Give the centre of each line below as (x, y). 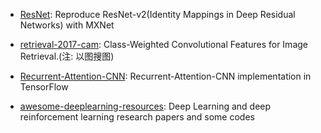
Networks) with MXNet (67, 25)
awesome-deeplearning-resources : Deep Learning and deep (145, 106)
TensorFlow (44, 87)
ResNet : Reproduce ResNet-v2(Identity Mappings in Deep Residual (157, 14)
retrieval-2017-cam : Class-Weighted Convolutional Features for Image (163, 44)
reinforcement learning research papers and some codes (137, 117)
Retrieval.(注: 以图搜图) (67, 56)
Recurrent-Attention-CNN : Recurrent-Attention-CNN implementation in (165, 76)
